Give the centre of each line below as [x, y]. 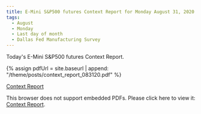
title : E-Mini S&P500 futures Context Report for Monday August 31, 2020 [100, 12]
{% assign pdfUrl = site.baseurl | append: [58, 68]
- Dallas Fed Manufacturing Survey [56, 40]
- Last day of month [37, 34]
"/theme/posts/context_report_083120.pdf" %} [64, 75]
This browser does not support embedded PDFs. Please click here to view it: [101, 98]
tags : [13, 17]
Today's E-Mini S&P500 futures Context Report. [65, 57]
